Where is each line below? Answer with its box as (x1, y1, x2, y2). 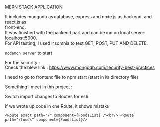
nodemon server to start (5, 50, 52, 56)
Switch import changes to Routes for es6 (5, 94, 89, 99)
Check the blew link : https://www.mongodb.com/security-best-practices (5, 64, 155, 70)
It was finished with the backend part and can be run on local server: (5, 30, 146, 35)
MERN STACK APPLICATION (5, 4, 63, 10)
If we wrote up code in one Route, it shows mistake (5, 103, 109, 109)
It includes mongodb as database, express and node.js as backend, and (5, 14, 152, 19)
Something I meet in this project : (5, 84, 73, 90)
